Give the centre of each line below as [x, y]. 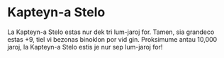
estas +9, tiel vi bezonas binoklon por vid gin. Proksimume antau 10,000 [112, 39]
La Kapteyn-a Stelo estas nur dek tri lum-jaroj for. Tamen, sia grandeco [111, 32]
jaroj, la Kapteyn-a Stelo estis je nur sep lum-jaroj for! [85, 47]
